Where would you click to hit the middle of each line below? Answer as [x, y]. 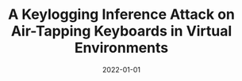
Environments [121, 48]
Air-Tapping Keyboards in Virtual [121, 31]
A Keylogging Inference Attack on [121, 15]
